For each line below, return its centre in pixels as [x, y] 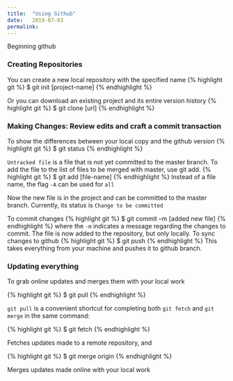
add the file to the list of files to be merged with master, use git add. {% [109, 169]
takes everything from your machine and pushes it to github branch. [105, 248]
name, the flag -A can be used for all [61, 184]
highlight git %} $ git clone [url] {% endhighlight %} [81, 108]
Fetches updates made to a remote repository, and [80, 343]
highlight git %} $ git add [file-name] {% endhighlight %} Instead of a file [112, 177]
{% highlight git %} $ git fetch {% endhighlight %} [79, 329]
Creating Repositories [45, 65]
